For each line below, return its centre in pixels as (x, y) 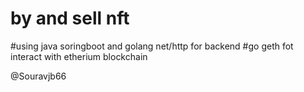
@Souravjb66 (38, 76)
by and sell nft (70, 18)
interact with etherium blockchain (79, 56)
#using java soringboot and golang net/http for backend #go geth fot (152, 46)
